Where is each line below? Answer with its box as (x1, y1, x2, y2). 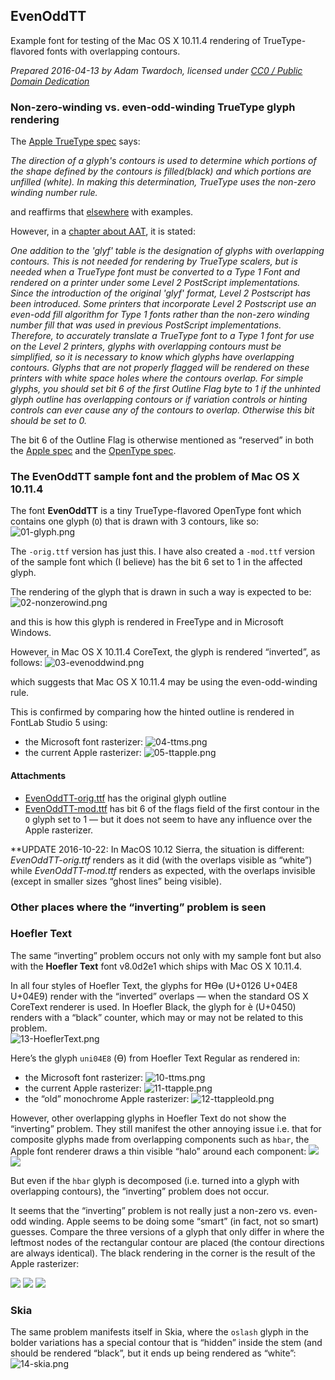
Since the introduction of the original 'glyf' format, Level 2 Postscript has (10, 287, 311, 299)
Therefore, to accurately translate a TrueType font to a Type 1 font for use (10, 330, 315, 342)
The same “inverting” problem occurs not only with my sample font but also (10, 949, 322, 961)
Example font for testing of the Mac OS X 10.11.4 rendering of (10, 34, 262, 46)
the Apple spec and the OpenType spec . (10, 445, 177, 457)
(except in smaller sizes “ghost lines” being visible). (10, 875, 222, 887)
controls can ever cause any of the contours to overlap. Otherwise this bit (10, 404, 315, 416)
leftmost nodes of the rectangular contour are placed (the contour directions (10, 1236, 325, 1248)
